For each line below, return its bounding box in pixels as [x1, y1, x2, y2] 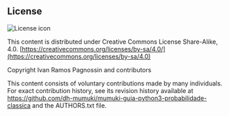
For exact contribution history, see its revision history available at [7, 86, 194, 94]
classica [7, 101, 31, 110]
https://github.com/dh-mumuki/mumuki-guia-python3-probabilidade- [7, 94, 207, 102]
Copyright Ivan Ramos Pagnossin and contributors [7, 65, 152, 74]
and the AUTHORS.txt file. [32, 101, 107, 110]
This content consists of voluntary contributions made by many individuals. [7, 79, 223, 88]
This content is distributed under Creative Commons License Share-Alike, [7, 38, 218, 46]
